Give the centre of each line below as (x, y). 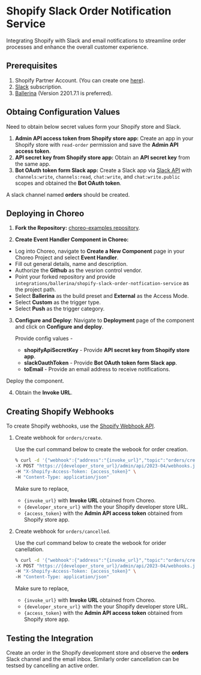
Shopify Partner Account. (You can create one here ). (80, 80)
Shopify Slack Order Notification (89, 11)
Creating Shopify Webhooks (60, 411)
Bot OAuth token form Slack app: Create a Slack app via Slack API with (103, 170)
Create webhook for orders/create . (58, 438)
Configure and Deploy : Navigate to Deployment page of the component (104, 321)
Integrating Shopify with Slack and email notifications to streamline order (96, 40)
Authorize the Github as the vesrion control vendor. (79, 270)
